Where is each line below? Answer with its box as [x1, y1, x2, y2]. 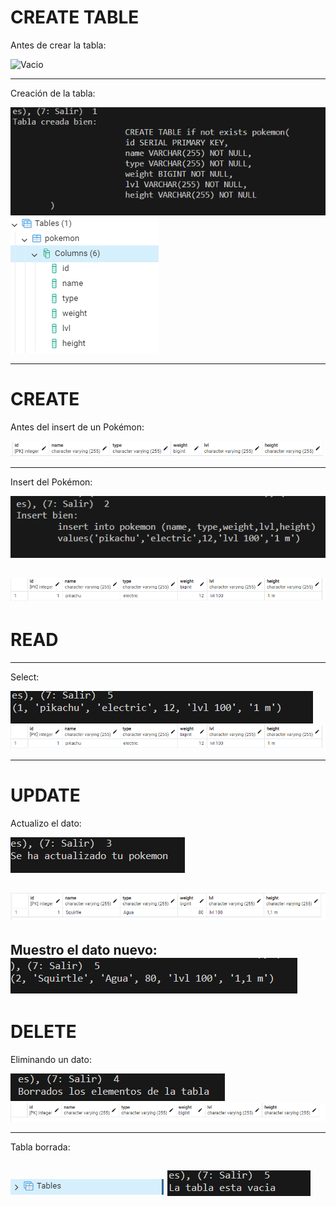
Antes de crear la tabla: [10, 39, 107, 51]
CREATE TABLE [10, 6, 140, 29]
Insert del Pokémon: [10, 476, 93, 488]
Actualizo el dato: [10, 817, 82, 829]
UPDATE [10, 784, 81, 807]
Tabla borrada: [10, 1141, 71, 1153]
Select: [10, 671, 40, 683]
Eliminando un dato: [10, 1053, 92, 1065]
